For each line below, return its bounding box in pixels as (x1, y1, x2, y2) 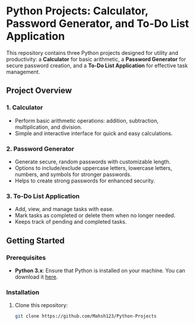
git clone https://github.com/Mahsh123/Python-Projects (14, 313, 157, 320)
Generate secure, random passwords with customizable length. (14, 158, 171, 165)
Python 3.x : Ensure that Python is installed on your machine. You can (14, 267, 186, 274)
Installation (6, 288, 40, 296)
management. (6, 68, 41, 75)
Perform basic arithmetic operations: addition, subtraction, (14, 117, 159, 124)
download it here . (14, 273, 58, 280)
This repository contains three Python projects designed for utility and (6, 49, 179, 56)
